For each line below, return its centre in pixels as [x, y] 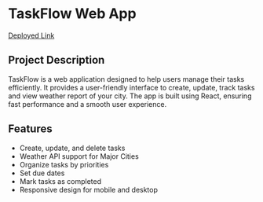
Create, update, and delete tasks [72, 148]
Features [30, 129]
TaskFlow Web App [72, 14]
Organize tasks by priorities [64, 164]
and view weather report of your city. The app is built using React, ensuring [130, 96]
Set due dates [42, 173]
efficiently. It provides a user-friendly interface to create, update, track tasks [131, 87]
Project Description [57, 60]
